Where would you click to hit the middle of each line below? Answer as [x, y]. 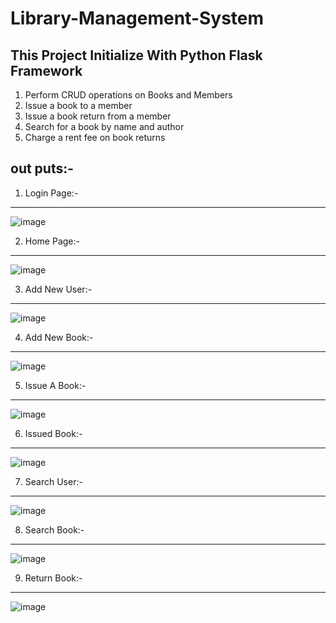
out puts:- [42, 168]
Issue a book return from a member [98, 116]
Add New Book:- [59, 337]
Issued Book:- [53, 433]
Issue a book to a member [78, 105]
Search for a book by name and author [104, 126]
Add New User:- [58, 289]
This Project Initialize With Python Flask [136, 55]
